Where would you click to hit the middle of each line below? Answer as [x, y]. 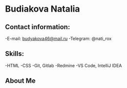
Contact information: [38, 27]
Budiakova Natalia [42, 9]
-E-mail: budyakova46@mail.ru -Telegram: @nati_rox [58, 38]
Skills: [15, 54]
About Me [20, 81]
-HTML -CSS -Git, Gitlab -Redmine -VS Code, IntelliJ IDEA [63, 65]
